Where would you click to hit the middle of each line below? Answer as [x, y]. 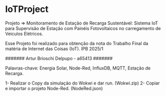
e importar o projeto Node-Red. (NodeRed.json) [54, 88]
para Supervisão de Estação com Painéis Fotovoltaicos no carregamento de [83, 28]
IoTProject [27, 9]
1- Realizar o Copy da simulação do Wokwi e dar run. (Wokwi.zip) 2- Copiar [83, 83]
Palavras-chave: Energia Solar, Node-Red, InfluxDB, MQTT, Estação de [78, 68]
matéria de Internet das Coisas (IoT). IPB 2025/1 [54, 48]
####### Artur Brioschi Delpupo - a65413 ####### [59, 58]
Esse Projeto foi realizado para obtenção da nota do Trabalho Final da [77, 43]
